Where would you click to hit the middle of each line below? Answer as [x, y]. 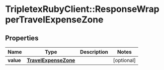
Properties [22, 38]
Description [94, 52]
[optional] [124, 60]
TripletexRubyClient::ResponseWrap [82, 9]
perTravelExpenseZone [54, 20]
